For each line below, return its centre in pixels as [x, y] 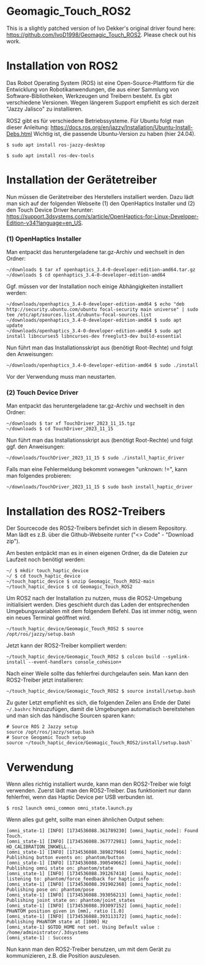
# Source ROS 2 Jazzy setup [42, 727]
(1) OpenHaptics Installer [44, 239]
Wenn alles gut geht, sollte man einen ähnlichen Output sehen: [85, 820]
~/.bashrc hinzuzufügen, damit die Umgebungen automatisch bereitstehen [101, 709]
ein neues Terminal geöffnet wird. [49, 618]
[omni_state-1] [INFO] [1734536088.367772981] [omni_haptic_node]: [94, 842]
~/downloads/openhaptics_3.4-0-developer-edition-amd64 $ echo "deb [95, 304]
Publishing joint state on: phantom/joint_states [71, 901]
